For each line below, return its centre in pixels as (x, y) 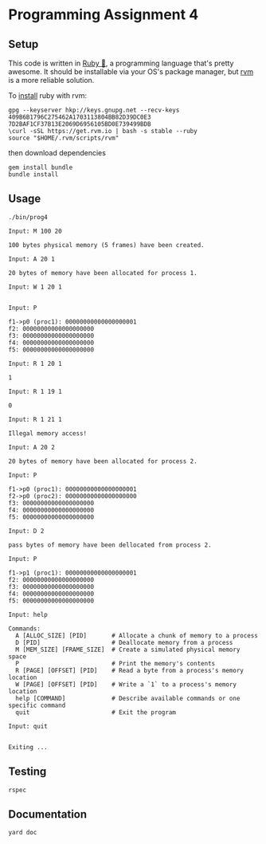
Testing (27, 772)
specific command (37, 705)
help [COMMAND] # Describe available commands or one (128, 698)
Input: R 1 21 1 (35, 419)
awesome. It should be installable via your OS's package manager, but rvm (131, 72)
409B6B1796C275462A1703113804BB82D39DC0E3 (80, 117)
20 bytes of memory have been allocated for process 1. (103, 273)
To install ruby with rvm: (48, 96)
